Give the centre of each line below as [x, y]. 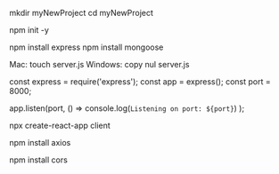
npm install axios [40, 142]
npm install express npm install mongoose [86, 47]
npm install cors [39, 160]
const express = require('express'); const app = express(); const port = [140, 82]
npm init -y [29, 30]
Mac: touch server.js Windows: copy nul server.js [99, 64]
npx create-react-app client [60, 125]
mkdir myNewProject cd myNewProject [82, 13]
